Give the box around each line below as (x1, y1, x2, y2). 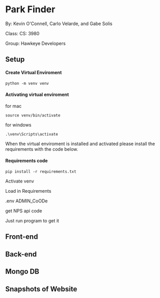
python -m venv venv (5, 81, 50, 86)
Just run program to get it (5, 217, 59, 223)
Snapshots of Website (5, 285, 78, 293)
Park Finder (5, 4, 55, 15)
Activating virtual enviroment (5, 91, 69, 98)
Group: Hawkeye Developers (5, 40, 66, 47)
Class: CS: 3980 (5, 30, 40, 36)
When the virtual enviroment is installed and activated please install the (5, 141, 155, 147)
